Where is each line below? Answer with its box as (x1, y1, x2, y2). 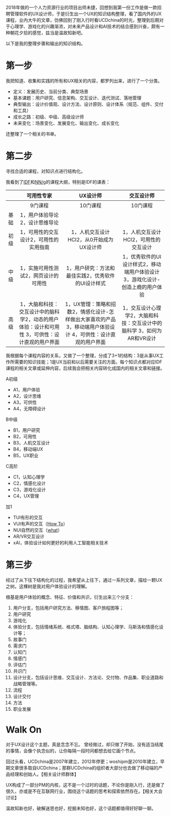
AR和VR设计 (127, 334, 156, 341)
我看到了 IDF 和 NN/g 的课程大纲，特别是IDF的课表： (6, 179, 110, 185)
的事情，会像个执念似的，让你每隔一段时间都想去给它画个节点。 (6, 748, 138, 754)
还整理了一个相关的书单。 (6, 131, 59, 137)
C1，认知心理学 (13, 474, 45, 480)
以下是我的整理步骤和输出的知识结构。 (6, 40, 85, 47)
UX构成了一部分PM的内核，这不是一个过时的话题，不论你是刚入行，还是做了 (6, 782, 165, 788)
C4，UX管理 (13, 493, 39, 499)
